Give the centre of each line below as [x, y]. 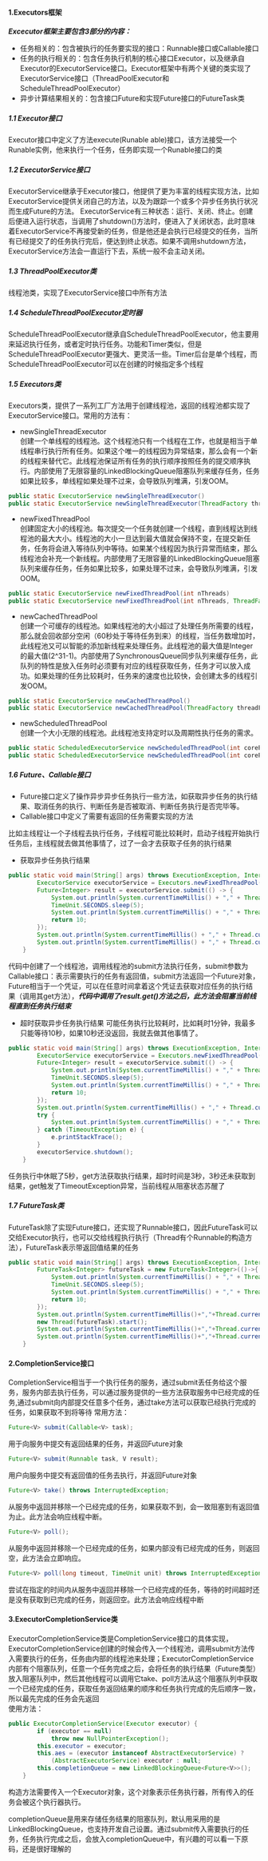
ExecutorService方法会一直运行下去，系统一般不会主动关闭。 [109, 251]
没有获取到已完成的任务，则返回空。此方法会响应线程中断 [109, 1600]
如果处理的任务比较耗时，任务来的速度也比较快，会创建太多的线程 [142, 675]
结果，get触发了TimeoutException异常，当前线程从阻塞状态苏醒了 [117, 1186]
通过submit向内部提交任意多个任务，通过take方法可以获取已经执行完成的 [137, 1402]
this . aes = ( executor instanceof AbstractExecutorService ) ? [141, 1753]
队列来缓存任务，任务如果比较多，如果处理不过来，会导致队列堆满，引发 [138, 568]
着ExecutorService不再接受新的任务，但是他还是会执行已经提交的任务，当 [130, 231]
